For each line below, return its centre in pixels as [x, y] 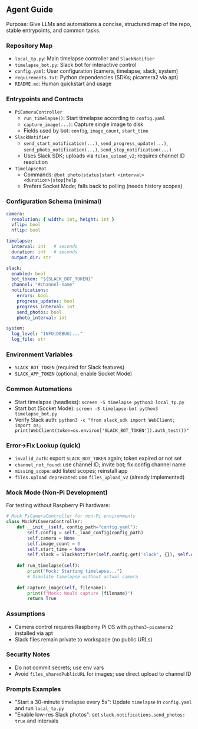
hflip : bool [26, 230]
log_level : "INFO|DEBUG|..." [47, 334]
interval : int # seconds [44, 247]
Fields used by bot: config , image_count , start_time [86, 131]
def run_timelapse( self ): [49, 566]
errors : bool [33, 296]
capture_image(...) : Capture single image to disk [83, 124]
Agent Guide [29, 10]
